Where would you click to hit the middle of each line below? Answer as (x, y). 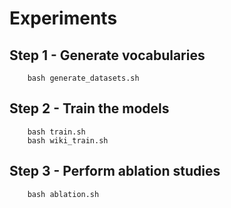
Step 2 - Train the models (89, 108)
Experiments (63, 18)
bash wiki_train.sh (68, 140)
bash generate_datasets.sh (83, 78)
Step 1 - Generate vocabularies (107, 55)
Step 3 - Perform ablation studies (115, 171)
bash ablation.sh (63, 194)
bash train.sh (56, 132)
